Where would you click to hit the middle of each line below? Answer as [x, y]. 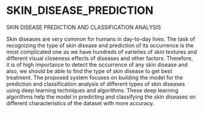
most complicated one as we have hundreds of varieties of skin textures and [102, 51]
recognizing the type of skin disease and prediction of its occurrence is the [100, 45]
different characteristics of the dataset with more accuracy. [80, 103]
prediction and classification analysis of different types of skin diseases [96, 84]
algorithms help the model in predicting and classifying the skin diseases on [101, 97]
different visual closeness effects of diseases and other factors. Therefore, [100, 58]
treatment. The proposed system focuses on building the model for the [95, 77]
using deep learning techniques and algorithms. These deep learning [92, 90]
